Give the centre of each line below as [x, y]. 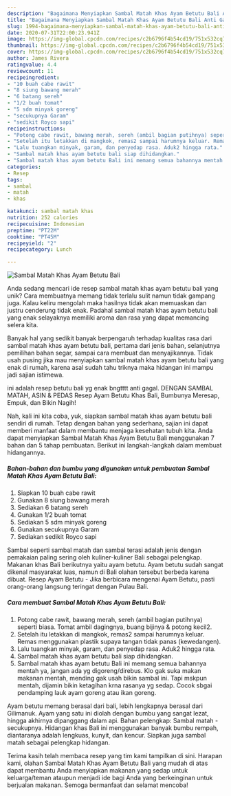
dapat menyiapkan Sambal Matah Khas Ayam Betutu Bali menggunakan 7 [111, 438]
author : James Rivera [38, 58]
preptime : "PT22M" [33, 230]
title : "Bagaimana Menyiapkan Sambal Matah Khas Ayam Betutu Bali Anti [112, 20]
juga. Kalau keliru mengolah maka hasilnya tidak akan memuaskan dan [107, 303]
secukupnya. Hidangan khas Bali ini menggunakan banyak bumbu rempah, [113, 728]
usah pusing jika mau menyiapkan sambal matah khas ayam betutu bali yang [115, 360]
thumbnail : [23, 45]
